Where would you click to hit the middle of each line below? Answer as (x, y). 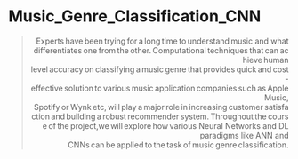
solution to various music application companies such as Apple (177, 88)
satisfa (277, 107)
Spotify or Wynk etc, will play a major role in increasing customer (149, 107)
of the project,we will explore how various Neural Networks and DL (168, 125)
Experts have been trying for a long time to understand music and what (162, 41)
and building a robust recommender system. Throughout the (159, 116)
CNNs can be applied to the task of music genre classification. (178, 145)
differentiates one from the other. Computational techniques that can (156, 50)
